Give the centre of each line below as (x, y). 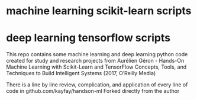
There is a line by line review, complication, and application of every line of (97, 85)
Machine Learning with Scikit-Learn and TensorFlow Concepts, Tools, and (96, 67)
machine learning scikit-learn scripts (99, 11)
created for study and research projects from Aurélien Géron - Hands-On (95, 61)
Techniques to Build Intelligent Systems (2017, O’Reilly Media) (81, 73)
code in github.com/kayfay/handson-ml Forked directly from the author (93, 91)
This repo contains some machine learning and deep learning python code (97, 54)
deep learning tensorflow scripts (88, 38)
